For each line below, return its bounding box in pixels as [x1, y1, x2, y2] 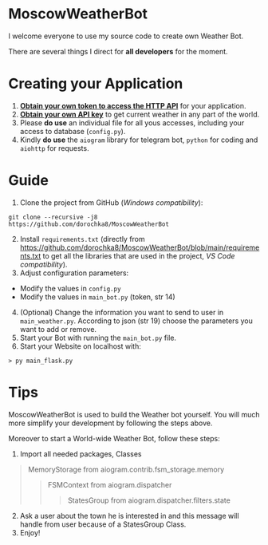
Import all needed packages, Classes [19, 448, 142, 459]
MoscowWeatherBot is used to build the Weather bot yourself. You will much [8, 409, 261, 419]
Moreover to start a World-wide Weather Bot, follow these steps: [8, 433, 221, 443]
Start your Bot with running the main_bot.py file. [19, 333, 177, 342]
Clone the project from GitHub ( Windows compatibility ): [19, 197, 203, 207]
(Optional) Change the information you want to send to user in [19, 307, 224, 317]
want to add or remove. [19, 324, 97, 334]
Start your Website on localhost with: [19, 341, 142, 351]
